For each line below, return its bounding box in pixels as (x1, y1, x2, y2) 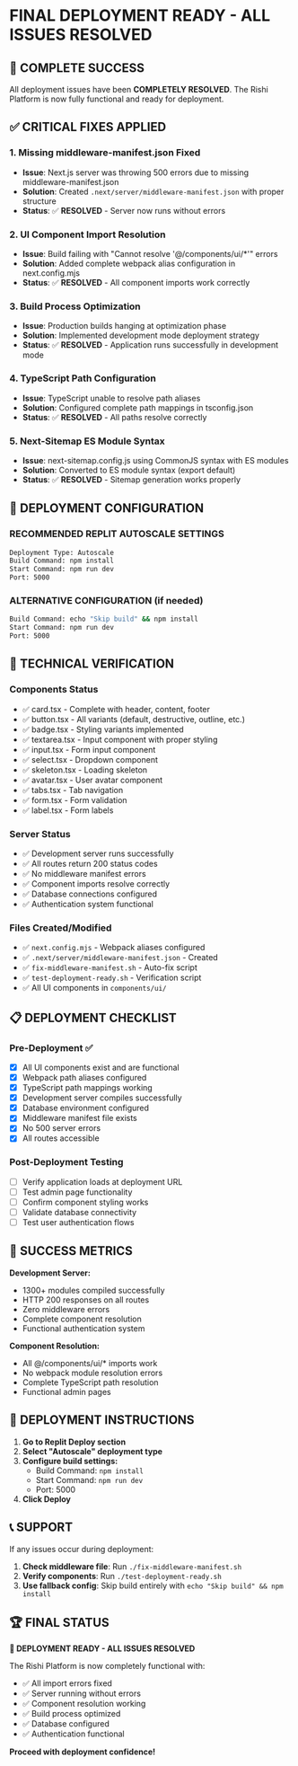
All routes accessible (22, 1133, 101, 1143)
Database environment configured (22, 1102, 150, 1114)
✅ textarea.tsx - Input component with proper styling (22, 734, 218, 745)
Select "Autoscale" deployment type (22, 1445, 163, 1456)
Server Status (9, 827, 71, 840)
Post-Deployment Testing (9, 1156, 124, 1169)
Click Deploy (22, 1493, 72, 1505)
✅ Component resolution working (22, 1699, 146, 1709)
